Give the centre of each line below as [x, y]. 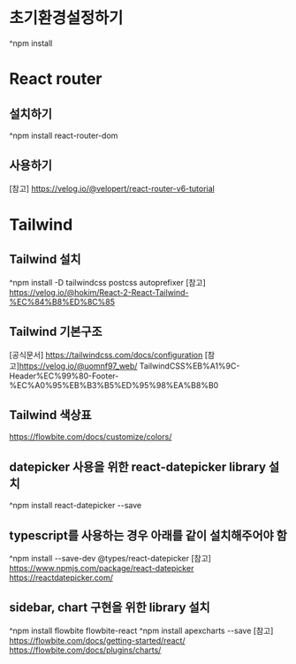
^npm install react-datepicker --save [76, 506]
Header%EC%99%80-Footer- [64, 376]
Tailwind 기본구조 [56, 332]
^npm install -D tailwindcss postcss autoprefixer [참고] [107, 282]
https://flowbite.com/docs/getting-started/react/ [97, 640]
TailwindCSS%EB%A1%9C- [190, 366]
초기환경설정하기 [66, 18]
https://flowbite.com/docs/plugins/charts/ [85, 650]
